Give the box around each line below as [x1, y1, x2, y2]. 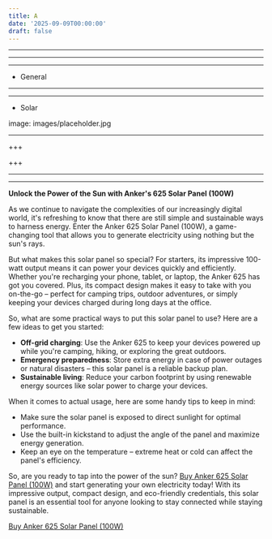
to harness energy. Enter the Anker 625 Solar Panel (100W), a [8, 222, 214, 231]
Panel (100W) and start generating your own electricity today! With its [8, 480, 241, 489]
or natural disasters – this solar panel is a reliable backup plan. [19, 364, 228, 373]
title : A [8, 11, 38, 20]
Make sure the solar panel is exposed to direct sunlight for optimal [19, 412, 241, 422]
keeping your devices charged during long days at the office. [8, 298, 212, 308]
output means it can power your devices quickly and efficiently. [24, 263, 236, 273]
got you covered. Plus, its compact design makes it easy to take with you [8, 281, 252, 291]
